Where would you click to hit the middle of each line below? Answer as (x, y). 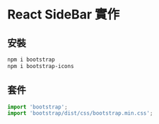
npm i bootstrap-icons (41, 66)
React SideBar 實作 (64, 15)
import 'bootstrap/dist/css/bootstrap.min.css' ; (80, 113)
